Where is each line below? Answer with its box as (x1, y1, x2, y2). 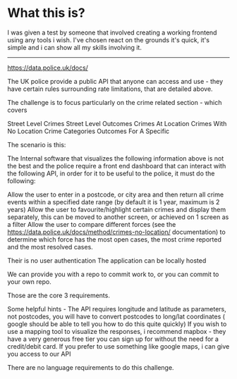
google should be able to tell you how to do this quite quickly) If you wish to (7, 319, 227, 328)
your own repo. (7, 277, 51, 286)
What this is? (7, 5, 86, 21)
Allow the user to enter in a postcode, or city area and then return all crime (7, 190, 224, 199)
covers (7, 106, 28, 114)
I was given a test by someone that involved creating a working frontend (7, 28, 217, 37)
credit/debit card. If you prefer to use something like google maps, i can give (7, 342, 230, 350)
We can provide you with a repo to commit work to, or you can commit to (7, 270, 219, 278)
